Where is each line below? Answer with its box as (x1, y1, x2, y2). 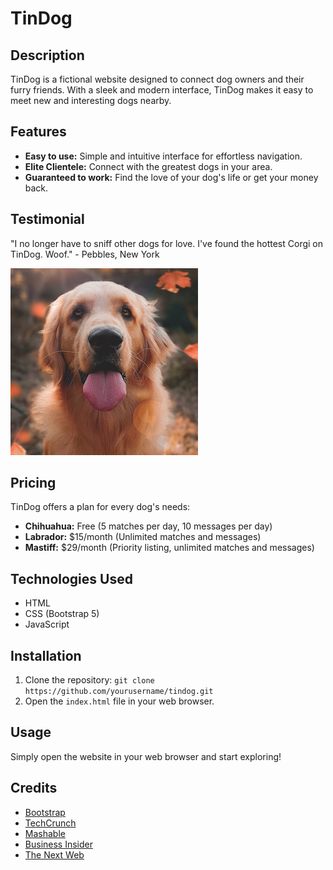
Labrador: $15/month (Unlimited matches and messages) (24, 531, 262, 543)
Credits (10, 780, 58, 797)
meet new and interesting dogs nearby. (10, 95, 172, 106)
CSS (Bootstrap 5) (24, 608, 100, 620)
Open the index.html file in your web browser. (24, 695, 215, 707)
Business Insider (24, 838, 93, 850)
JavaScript (24, 618, 70, 631)
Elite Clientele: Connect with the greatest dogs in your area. (24, 160, 273, 172)
